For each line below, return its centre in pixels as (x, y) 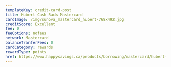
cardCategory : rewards (29, 47)
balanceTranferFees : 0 (29, 43)
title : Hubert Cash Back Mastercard (44, 15)
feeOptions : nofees (26, 33)
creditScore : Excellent (31, 24)
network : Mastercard (27, 38)
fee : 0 (12, 29)
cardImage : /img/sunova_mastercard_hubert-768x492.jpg (65, 19)
